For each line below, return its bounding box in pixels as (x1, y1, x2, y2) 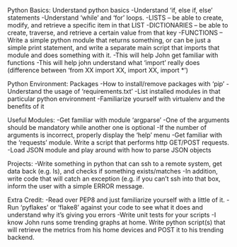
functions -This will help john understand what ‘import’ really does (7, 59, 200, 66)
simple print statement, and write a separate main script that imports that (7, 44, 220, 52)
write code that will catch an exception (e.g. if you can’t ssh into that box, (7, 174, 221, 183)
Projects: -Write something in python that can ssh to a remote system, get (7, 159, 223, 168)
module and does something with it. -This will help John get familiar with (7, 51, 219, 59)
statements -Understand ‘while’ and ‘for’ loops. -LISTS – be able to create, (7, 13, 224, 22)
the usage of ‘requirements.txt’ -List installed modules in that (43, 88, 221, 95)
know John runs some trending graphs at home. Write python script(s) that (7, 218, 226, 227)
